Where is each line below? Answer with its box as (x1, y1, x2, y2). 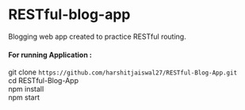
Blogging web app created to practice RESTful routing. (8, 32, 186, 41)
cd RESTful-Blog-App (8, 76, 79, 85)
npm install (8, 85, 44, 94)
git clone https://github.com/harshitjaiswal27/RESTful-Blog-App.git (8, 67, 238, 77)
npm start (8, 93, 40, 102)
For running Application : (8, 50, 93, 59)
